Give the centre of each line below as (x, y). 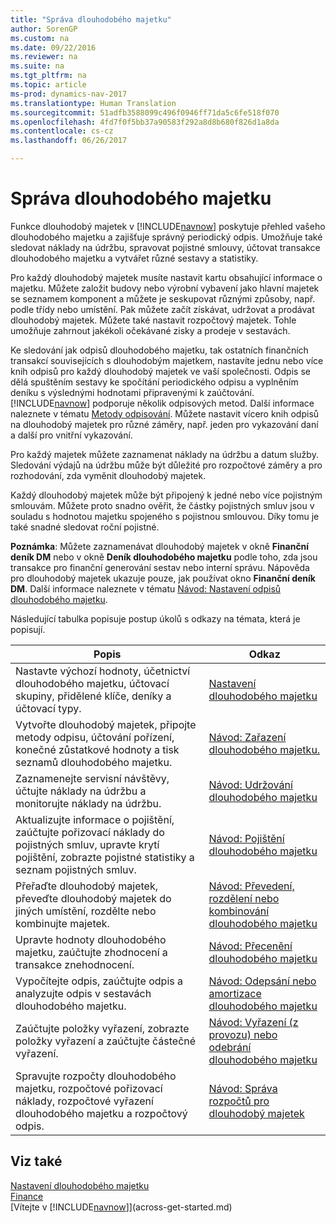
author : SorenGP (44, 29)
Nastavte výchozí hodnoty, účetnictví (103, 671)
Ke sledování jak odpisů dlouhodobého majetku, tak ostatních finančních (159, 350)
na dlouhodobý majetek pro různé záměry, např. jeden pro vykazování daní (164, 424)
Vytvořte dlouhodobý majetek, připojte (106, 724)
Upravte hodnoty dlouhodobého (91, 939)
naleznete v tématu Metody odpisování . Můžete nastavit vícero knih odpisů (165, 413)
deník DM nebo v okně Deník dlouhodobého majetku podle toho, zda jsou (164, 557)
